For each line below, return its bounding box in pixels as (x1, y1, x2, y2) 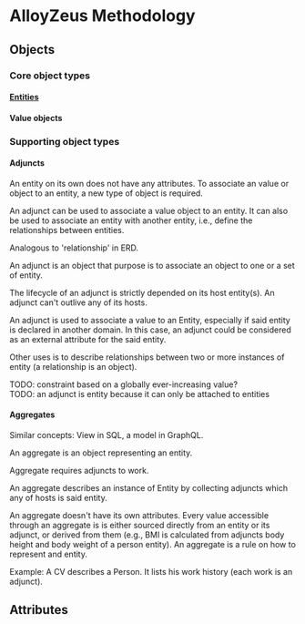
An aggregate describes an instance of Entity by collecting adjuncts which (9, 483, 289, 494)
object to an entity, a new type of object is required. (9, 188, 203, 199)
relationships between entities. (9, 224, 125, 235)
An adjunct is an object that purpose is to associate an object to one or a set (9, 260, 296, 271)
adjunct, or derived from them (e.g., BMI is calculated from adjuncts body (9, 529, 285, 540)
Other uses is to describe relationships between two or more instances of (9, 352, 285, 363)
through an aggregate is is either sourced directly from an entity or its (9, 520, 270, 531)
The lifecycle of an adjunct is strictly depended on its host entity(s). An (9, 287, 275, 298)
